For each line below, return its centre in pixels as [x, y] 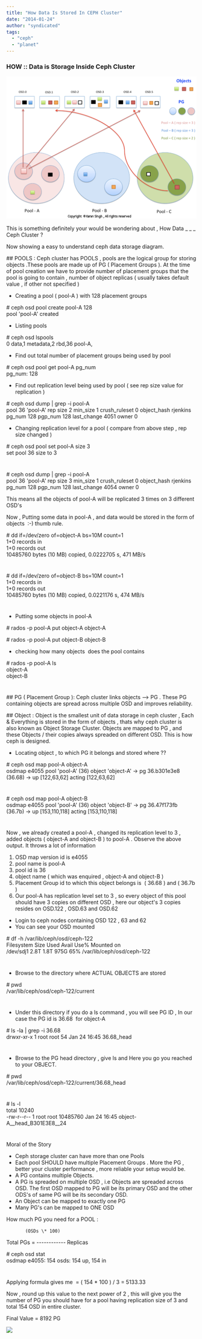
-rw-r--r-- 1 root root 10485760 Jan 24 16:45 [62, 1117]
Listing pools [31, 326]
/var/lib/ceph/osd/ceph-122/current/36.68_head [66, 1083]
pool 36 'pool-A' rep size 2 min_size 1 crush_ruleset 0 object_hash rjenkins [99, 410]
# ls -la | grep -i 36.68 [33, 1030]
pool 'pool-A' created [33, 314]
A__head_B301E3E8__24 [36, 1124]
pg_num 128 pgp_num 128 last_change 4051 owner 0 [72, 416]
